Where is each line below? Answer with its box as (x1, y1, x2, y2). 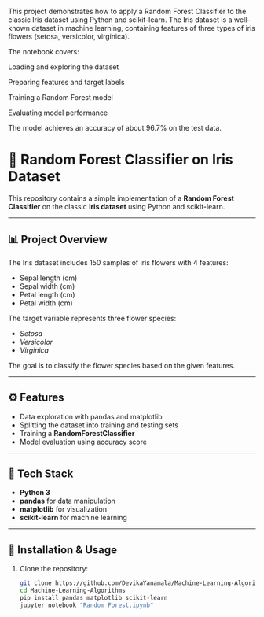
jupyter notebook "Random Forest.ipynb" (19, 601, 154, 609)
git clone (19, 579, 53, 587)
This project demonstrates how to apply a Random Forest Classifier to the (8, 7, 247, 16)
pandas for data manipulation (19, 496, 116, 506)
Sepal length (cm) (19, 273, 78, 283)
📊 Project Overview (8, 233, 108, 246)
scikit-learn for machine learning (19, 513, 127, 523)
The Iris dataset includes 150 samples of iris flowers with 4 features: (8, 257, 229, 267)
